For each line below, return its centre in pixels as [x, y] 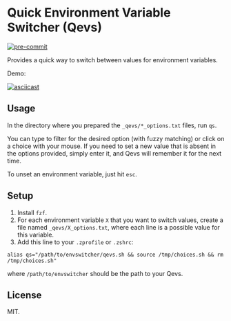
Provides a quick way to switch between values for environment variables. [113, 59]
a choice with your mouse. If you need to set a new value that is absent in [111, 146]
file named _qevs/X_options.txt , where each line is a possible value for [119, 227]
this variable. [35, 235]
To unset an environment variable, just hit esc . [72, 174]
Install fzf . [32, 212]
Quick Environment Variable [89, 13]
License [24, 295]
